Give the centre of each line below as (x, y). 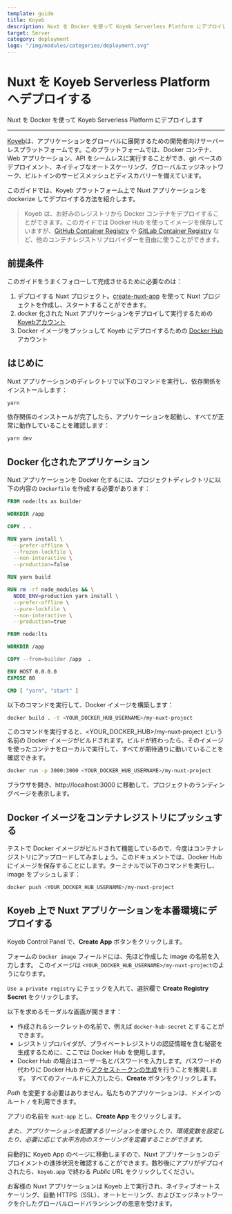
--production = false (41, 565)
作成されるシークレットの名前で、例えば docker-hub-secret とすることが (120, 1026)
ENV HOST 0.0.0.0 (32, 671)
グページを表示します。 (40, 794)
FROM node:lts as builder (44, 502)
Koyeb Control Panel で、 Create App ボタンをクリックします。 (97, 942)
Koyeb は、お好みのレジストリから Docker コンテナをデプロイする (118, 213)
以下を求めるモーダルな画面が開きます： (65, 1011)
